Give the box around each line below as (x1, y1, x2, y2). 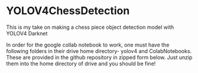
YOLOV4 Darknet (6, 29, 48, 36)
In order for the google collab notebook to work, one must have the (6, 41, 170, 48)
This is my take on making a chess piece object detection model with (6, 24, 174, 31)
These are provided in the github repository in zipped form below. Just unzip (6, 54, 193, 61)
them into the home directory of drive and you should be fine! (6, 60, 156, 67)
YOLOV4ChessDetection (6, 4, 130, 18)
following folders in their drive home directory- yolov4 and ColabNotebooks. (6, 47, 192, 54)
